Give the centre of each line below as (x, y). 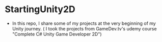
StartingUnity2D (40, 9)
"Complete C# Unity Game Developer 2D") (57, 34)
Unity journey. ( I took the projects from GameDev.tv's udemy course (84, 28)
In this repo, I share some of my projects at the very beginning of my (84, 23)
